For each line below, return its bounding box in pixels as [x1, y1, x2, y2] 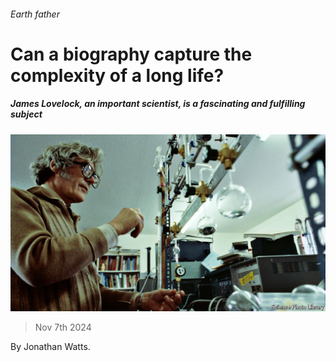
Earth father [10, 8, 60, 20]
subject [10, 108, 43, 120]
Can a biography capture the [10, 43, 253, 65]
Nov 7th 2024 [34, 321, 92, 334]
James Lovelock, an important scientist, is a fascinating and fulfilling [10, 98, 306, 110]
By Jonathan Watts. [10, 341, 91, 353]
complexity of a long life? [10, 64, 225, 87]
